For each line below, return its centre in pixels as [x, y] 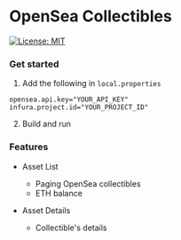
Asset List [40, 166]
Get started [34, 64]
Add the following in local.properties [91, 84]
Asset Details [46, 210]
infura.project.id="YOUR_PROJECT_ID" [79, 108]
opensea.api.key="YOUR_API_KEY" [69, 100]
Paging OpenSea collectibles [88, 183]
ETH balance [59, 193]
